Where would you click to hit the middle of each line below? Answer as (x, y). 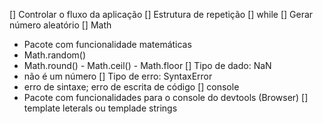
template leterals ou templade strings (100, 108)
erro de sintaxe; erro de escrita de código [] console (131, 87)
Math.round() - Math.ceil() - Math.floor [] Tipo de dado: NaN (147, 65)
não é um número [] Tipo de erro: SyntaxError (118, 76)
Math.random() (55, 55)
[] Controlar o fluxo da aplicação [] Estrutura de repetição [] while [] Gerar (161, 14)
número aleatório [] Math (60, 25)
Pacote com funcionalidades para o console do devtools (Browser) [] (166, 97)
